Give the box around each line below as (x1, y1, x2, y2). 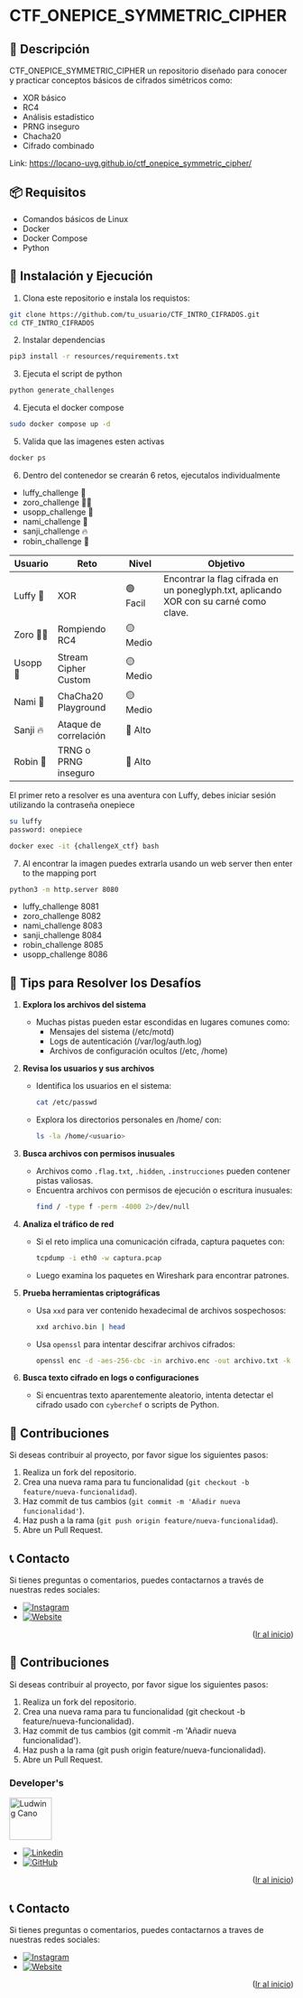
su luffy (9, 816, 42, 826)
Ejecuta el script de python (22, 368, 123, 379)
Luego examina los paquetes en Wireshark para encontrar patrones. (35, 1269, 290, 1280)
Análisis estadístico (22, 112, 95, 122)
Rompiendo (57, 623, 106, 636)
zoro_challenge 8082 (22, 911, 102, 922)
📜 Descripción (9, 42, 90, 57)
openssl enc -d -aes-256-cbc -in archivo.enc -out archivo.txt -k (35, 1356, 291, 1365)
